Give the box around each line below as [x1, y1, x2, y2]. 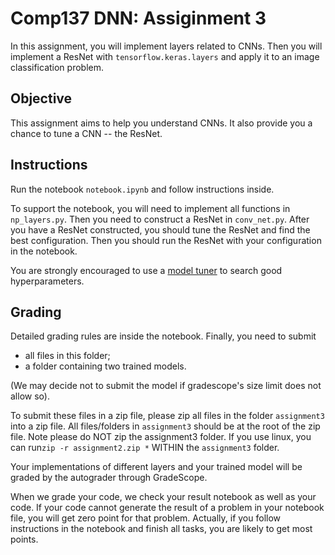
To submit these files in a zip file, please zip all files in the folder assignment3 [10, 410, 325, 422]
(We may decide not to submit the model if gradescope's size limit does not [10, 380, 322, 392]
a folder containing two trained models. [24, 360, 187, 372]
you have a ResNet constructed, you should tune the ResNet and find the [10, 223, 311, 236]
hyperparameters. [10, 275, 85, 287]
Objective [10, 90, 73, 107]
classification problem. [10, 61, 104, 73]
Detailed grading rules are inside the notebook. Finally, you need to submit [10, 330, 317, 342]
